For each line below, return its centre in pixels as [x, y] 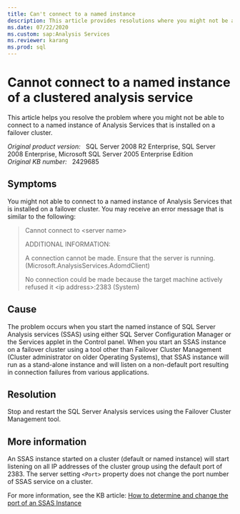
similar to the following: [42, 216]
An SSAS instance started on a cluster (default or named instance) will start [119, 459]
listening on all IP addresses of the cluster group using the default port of [115, 467]
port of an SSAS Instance [45, 503]
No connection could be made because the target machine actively [124, 279]
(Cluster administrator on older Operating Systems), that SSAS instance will [118, 357]
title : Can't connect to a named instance [71, 14]
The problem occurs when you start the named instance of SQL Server [111, 326]
